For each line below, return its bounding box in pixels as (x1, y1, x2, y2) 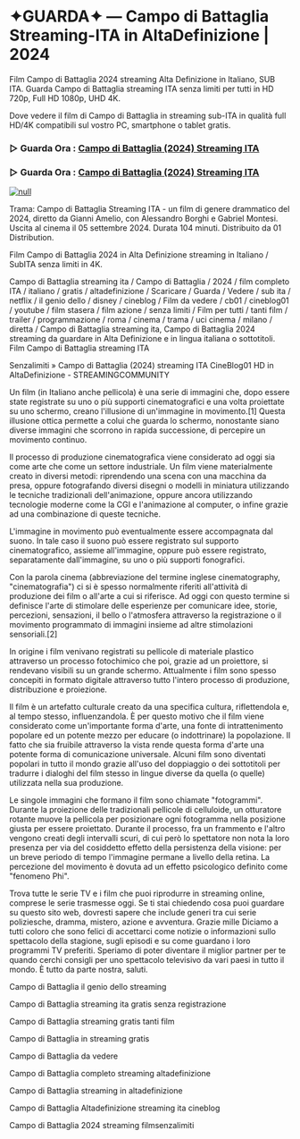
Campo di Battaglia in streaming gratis (9, 1034, 150, 1044)
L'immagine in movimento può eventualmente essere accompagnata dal (9, 526, 274, 537)
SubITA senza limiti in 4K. (9, 259, 103, 270)
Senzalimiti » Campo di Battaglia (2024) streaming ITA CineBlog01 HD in (9, 360, 274, 371)
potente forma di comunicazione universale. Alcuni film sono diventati (9, 749, 266, 760)
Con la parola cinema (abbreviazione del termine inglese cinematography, (9, 572, 281, 583)
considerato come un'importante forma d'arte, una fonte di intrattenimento (9, 721, 284, 731)
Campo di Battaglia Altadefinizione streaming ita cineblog (9, 1102, 221, 1114)
